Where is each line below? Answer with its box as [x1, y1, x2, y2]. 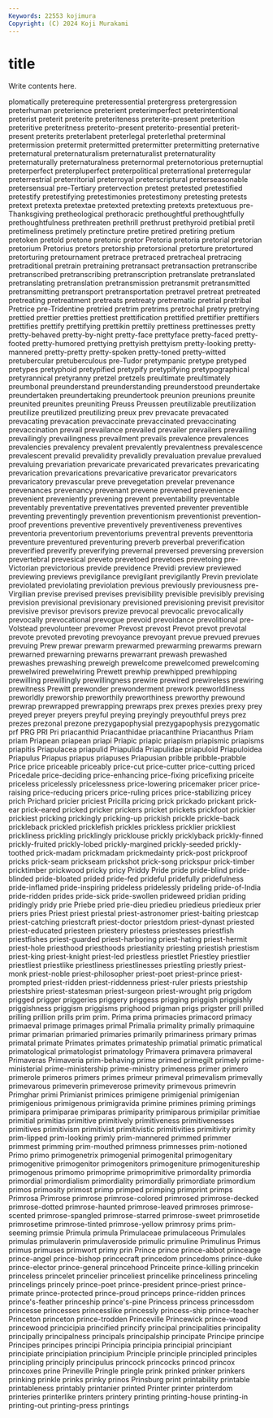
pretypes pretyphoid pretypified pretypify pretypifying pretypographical [8, 365, 249, 375]
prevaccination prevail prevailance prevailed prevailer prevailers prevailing [8, 425, 258, 435]
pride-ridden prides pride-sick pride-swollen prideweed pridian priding [8, 891, 246, 901]
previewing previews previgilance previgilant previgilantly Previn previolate [8, 572, 258, 582]
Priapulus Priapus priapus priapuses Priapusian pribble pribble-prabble [8, 753, 246, 763]
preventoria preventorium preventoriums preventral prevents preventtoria [8, 529, 253, 539]
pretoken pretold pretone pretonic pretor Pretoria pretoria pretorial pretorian [8, 235, 262, 245]
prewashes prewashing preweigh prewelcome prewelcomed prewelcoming [8, 658, 260, 668]
